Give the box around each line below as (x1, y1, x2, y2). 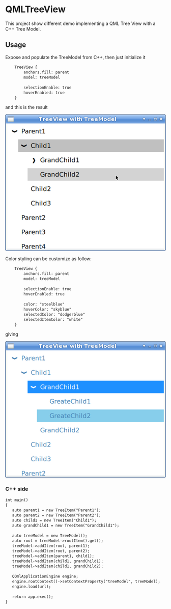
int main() (5, 497, 28, 503)
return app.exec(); (12, 594, 53, 599)
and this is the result (5, 104, 48, 110)
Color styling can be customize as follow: (5, 256, 92, 262)
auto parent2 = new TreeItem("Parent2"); (12, 513, 101, 518)
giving (5, 331, 19, 337)
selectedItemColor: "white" (23, 317, 83, 322)
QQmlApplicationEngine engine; (12, 574, 79, 579)
